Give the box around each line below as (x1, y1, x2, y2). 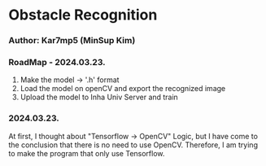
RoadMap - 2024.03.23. (8, 57, 106, 68)
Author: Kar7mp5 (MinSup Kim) (8, 35, 136, 46)
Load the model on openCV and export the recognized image (20, 84, 226, 94)
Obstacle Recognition (8, 6, 158, 24)
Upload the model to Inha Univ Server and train (20, 92, 179, 103)
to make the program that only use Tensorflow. (8, 148, 165, 158)
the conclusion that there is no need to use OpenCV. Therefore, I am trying (8, 140, 259, 150)
